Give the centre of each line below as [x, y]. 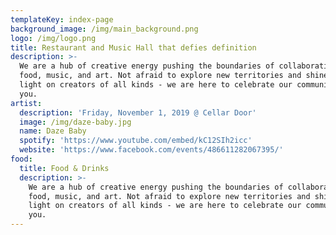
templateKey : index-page [62, 19]
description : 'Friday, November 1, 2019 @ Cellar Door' [138, 112]
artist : [26, 103]
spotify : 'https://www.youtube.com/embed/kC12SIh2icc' [136, 141]
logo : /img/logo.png [53, 38]
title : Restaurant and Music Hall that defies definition [133, 47]
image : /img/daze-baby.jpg [75, 122]
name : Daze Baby [53, 131]
